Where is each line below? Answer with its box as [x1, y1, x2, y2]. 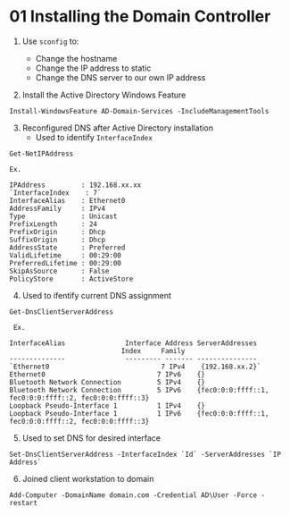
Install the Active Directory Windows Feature [21, 89, 186, 100]
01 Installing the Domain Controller [9, 6, 271, 27]
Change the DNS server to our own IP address [35, 72, 206, 82]
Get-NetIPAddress [9, 149, 74, 158]
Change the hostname [35, 53, 118, 63]
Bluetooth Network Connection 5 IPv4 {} [9, 377, 205, 386]
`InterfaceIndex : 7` [9, 188, 102, 198]
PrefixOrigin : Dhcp [9, 227, 105, 236]
